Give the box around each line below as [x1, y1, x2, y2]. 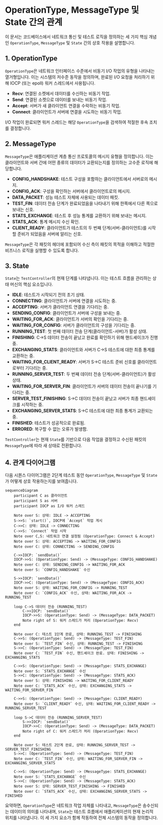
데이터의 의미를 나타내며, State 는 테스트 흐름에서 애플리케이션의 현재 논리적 [10, 809, 154, 815]
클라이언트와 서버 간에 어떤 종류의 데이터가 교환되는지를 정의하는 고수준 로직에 [5, 159, 153, 165]
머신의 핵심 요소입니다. [10, 281, 54, 287]
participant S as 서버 [14, 499, 58, 504]
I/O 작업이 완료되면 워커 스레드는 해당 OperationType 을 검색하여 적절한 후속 [5, 119, 148, 125]
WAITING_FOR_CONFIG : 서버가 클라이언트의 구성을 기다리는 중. [12, 322, 136, 328]
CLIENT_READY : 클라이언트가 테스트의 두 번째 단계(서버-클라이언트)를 [12, 225, 147, 231]
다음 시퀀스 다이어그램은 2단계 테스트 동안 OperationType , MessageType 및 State [5, 472, 158, 478]
